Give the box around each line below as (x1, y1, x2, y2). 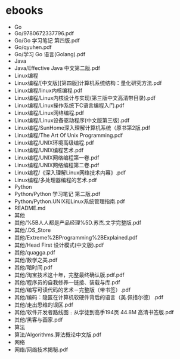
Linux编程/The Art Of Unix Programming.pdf (14, 131, 123, 139)
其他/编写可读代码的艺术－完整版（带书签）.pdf (14, 286, 131, 293)
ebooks (5, 4, 44, 17)
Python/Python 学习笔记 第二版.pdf (14, 190, 101, 197)
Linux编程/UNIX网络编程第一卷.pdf (14, 154, 100, 161)
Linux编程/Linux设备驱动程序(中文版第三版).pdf (14, 116, 130, 124)
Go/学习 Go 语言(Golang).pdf (14, 50, 86, 57)
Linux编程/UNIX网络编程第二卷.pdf (14, 161, 100, 168)
